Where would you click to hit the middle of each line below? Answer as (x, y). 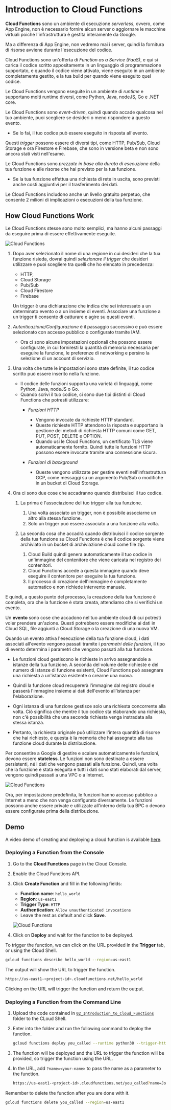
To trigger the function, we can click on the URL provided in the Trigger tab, (85, 945)
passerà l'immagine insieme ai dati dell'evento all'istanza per (76, 691)
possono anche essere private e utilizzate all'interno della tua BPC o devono (85, 805)
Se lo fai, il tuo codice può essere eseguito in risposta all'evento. (80, 133)
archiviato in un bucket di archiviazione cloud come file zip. (83, 544)
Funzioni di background (53, 462)
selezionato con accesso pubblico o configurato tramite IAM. (77, 332)
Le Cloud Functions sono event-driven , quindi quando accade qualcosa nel (84, 112)
